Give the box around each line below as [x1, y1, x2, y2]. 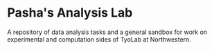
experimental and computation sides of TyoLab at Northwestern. [7, 35, 192, 43]
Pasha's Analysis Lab [7, 5, 133, 21]
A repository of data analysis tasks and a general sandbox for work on [7, 28, 208, 36]
